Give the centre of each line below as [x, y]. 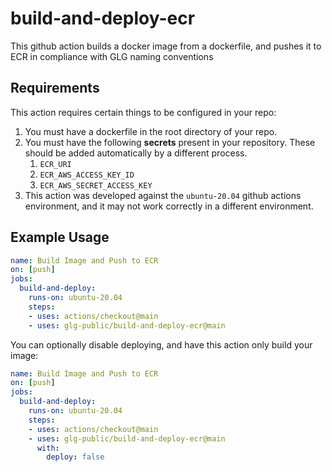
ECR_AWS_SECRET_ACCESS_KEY [96, 185]
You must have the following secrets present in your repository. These [170, 142]
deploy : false [75, 457]
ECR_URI [55, 164]
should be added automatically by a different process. [136, 153]
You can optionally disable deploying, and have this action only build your [161, 344]
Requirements [55, 88]
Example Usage [60, 237]
